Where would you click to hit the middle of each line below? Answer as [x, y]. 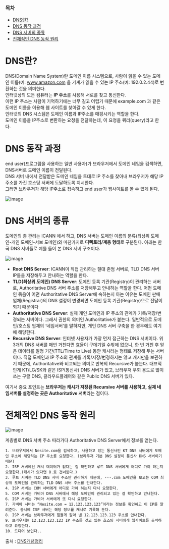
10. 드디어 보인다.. [23, 531]
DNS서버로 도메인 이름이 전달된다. [39, 170]
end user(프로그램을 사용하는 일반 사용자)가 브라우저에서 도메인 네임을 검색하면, [84, 164]
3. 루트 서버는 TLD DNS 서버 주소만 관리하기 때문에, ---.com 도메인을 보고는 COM [82, 478]
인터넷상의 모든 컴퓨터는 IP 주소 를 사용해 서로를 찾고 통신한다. [66, 95]
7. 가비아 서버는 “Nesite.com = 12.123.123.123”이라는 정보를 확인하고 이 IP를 [81, 505]
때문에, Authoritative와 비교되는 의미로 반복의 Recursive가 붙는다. [83, 364]
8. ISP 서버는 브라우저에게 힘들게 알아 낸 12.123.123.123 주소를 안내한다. [76, 515]
